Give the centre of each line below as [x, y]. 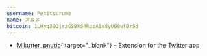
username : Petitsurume [39, 13]
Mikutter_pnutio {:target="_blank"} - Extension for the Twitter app [108, 46]
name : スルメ [23, 20]
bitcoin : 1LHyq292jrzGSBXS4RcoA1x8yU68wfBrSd [72, 26]
